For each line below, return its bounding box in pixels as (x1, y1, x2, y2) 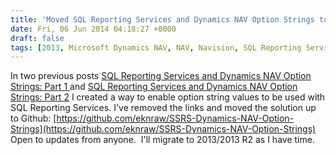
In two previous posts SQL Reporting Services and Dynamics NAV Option (10, 70, 312, 82)
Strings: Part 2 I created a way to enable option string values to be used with (10, 91, 326, 103)
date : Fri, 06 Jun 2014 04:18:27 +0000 (10, 24, 177, 34)
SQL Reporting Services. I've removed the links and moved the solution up (10, 102, 317, 114)
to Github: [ (10, 112, 57, 125)
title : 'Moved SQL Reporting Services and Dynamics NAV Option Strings (10, 14, 315, 25)
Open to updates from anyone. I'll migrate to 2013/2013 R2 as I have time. (10, 134, 315, 146)
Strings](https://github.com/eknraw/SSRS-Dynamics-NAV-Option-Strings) (10, 123, 317, 135)
